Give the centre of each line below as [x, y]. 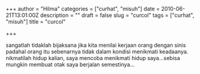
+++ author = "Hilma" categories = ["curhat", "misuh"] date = [83, 9]
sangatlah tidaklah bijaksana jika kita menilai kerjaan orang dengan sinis [96, 45]
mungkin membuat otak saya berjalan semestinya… [70, 64]
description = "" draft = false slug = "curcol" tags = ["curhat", [117, 15]
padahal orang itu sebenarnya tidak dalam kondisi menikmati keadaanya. [97, 52]
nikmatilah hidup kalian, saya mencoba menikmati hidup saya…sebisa [93, 58]
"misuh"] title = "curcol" [36, 22]
